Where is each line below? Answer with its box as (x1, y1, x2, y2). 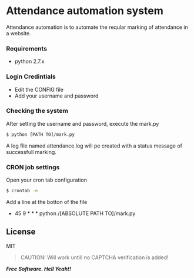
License (6, 227, 36, 237)
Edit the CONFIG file (14, 86, 63, 93)
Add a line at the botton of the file (6, 198, 88, 205)
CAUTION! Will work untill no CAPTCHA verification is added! (20, 254, 169, 261)
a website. (6, 29, 31, 36)
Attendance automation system (6, 4, 163, 18)
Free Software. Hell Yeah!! (6, 265, 72, 272)
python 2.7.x (14, 58, 45, 65)
